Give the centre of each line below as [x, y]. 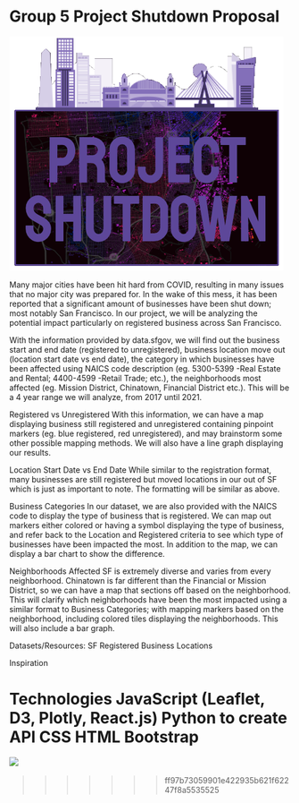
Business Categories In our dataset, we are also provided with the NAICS [143, 506]
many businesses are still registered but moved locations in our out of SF [143, 479]
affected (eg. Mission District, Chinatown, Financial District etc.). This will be [149, 388]
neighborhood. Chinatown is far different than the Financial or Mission [138, 580]
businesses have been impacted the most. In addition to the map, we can [144, 544]
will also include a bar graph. [62, 628]
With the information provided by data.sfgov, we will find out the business [145, 340]
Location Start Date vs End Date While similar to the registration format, [141, 470]
